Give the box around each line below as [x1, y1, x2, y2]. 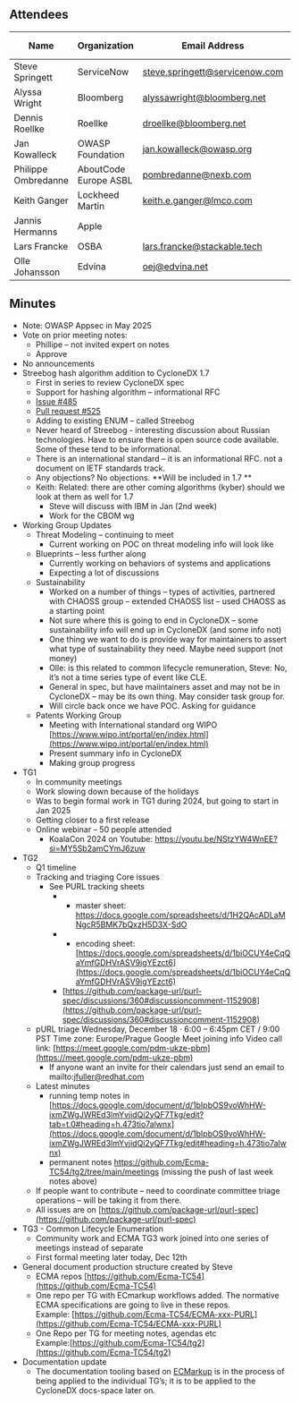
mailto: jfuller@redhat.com [48, 1071, 145, 1082]
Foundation [77, 148, 125, 160]
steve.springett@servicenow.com [142, 65, 284, 78]
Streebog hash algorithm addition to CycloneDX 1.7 [21, 367, 210, 379]
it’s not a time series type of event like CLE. [48, 671, 208, 683]
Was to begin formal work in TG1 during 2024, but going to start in [35, 796, 279, 806]
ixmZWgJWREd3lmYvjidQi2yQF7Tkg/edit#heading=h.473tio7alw [48, 1137, 287, 1148]
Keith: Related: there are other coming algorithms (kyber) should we [35, 481, 286, 492]
